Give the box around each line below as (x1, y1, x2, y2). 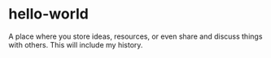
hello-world (8, 5, 90, 23)
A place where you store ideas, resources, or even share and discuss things (8, 31, 263, 41)
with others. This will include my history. (8, 39, 143, 49)
